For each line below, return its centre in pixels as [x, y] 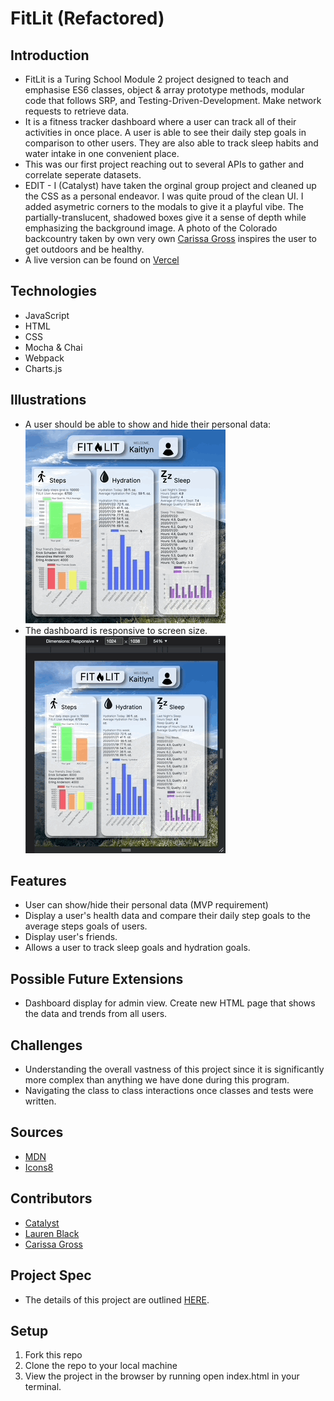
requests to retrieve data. [77, 111]
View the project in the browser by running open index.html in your [162, 1376]
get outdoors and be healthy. [84, 249]
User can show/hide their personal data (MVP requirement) [146, 905]
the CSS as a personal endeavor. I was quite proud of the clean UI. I [164, 196]
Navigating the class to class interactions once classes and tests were [169, 1091]
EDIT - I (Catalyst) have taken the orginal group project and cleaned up [170, 185]
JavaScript [47, 315]
